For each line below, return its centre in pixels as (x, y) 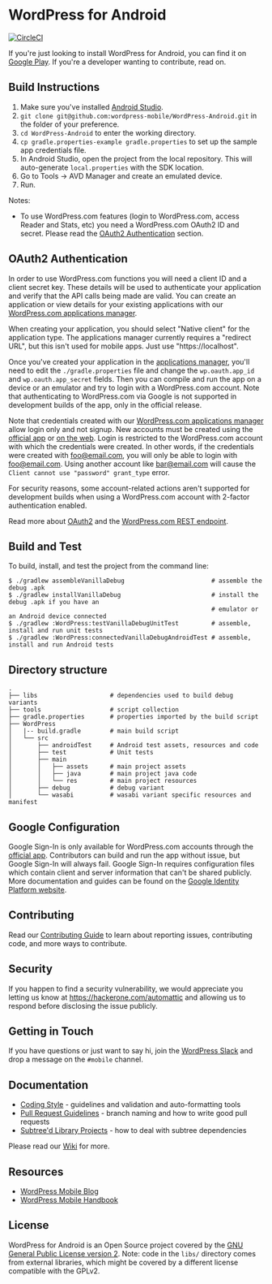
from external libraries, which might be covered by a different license (123, 1262)
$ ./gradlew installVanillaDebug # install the (134, 595)
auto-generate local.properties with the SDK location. (112, 167)
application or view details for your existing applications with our (116, 304)
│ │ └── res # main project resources (103, 781)
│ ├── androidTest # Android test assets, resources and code (134, 746)
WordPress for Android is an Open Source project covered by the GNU (126, 1245)
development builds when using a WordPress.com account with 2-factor (129, 496)
